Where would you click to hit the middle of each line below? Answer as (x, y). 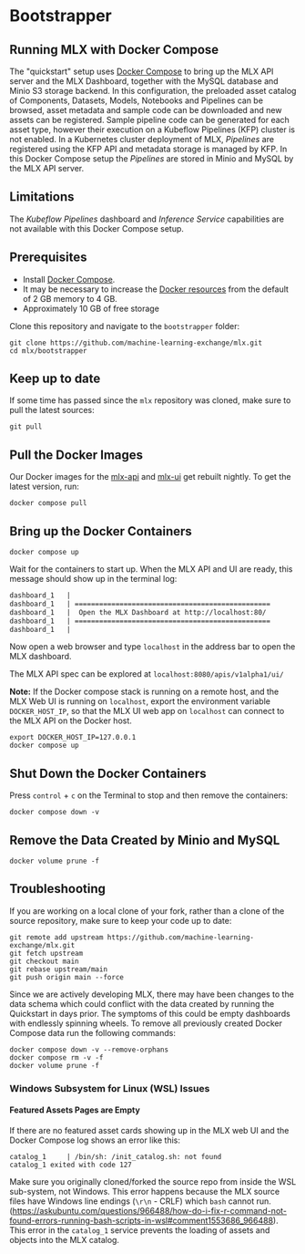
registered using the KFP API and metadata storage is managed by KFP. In (148, 149)
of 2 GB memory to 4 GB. (70, 298)
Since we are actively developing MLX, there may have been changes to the (152, 994)
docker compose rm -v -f (56, 1057)
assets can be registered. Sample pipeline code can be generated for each (149, 120)
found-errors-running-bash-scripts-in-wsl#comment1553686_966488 (142, 1220)
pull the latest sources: (52, 410)
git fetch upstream (46, 953)
